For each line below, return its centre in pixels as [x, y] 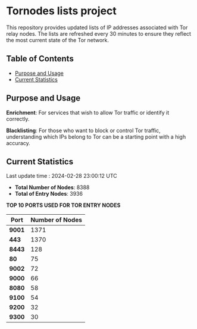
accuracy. [18, 143]
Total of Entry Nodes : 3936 [49, 194]
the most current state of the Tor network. [57, 40]
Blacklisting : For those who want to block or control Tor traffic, [83, 130]
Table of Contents [40, 59]
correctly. [18, 119]
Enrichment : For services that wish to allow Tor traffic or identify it [88, 112]
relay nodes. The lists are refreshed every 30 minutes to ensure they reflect [99, 33]
